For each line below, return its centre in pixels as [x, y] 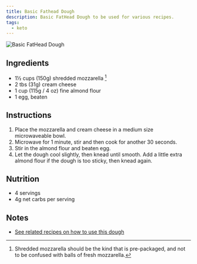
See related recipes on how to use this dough [69, 232]
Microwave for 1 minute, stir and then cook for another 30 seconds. [96, 142]
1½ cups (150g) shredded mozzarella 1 [61, 78]
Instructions [29, 115]
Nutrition [23, 179]
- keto [19, 28]
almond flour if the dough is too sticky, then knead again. [83, 160]
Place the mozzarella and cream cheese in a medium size [84, 129]
